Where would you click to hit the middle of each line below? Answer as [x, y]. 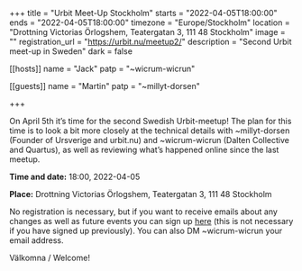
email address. [37, 240]
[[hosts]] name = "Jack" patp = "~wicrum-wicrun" [102, 68]
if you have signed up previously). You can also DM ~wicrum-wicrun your [146, 230]
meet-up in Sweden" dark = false [71, 51]
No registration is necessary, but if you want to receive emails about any [143, 212]
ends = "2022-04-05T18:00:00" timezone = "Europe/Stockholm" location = [150, 23]
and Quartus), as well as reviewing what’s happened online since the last [144, 149]
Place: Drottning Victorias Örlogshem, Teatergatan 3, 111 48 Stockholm [141, 194]
